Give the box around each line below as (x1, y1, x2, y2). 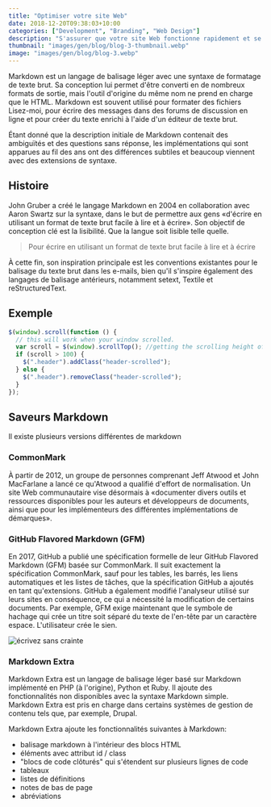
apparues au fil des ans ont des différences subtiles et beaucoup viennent (8, 147, 256, 157)
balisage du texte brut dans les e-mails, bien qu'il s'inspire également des (8, 266, 253, 275)
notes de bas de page (19, 783, 93, 792)
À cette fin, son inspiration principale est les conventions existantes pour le (8, 257, 258, 267)
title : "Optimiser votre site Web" (8, 11, 128, 20)
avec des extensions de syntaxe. (8, 156, 118, 165)
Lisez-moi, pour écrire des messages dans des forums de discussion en (8, 106, 248, 115)
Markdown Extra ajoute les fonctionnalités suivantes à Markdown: (8, 724, 227, 734)
